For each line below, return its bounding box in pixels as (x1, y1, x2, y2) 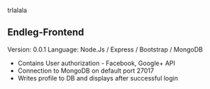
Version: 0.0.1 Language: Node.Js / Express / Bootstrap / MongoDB (7, 45, 204, 54)
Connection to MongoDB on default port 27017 (17, 66, 155, 75)
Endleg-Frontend (7, 26, 84, 38)
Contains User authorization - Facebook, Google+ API (17, 59, 175, 67)
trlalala (7, 6, 27, 14)
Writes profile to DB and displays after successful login (17, 73, 179, 82)
